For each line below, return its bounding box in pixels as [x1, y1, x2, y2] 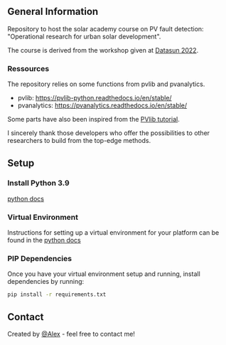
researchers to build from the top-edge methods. [7, 137, 151, 145]
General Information [7, 6, 99, 18]
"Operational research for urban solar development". [7, 32, 161, 41]
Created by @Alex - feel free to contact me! [7, 330, 135, 339]
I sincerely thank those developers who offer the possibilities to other [7, 129, 210, 137]
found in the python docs [7, 236, 81, 245]
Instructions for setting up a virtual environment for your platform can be [7, 228, 220, 237]
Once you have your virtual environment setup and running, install [7, 270, 200, 278]
